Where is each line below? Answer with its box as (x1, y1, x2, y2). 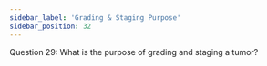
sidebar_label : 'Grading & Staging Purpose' (9, 13, 181, 23)
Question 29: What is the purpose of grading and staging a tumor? (9, 46, 259, 57)
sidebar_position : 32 (9, 22, 92, 31)
